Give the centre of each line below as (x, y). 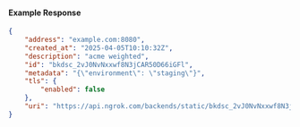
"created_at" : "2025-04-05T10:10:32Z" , (99, 48)
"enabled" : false (73, 89)
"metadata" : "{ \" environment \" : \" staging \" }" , (115, 73)
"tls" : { (41, 81)
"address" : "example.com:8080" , (85, 40)
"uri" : (37, 106)
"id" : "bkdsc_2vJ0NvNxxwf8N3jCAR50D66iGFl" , (109, 64)
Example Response (45, 13)
